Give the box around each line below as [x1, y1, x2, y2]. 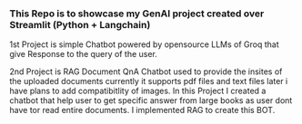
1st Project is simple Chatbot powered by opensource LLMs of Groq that [9, 39, 279, 50]
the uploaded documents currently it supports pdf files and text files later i [9, 76, 288, 87]
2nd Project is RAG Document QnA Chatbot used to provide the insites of [9, 66, 283, 77]
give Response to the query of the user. [9, 49, 157, 60]
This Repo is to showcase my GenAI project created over [9, 7, 265, 20]
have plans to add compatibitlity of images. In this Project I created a [9, 85, 267, 97]
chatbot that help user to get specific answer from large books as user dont [9, 95, 293, 106]
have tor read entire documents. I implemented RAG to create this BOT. [9, 105, 276, 116]
